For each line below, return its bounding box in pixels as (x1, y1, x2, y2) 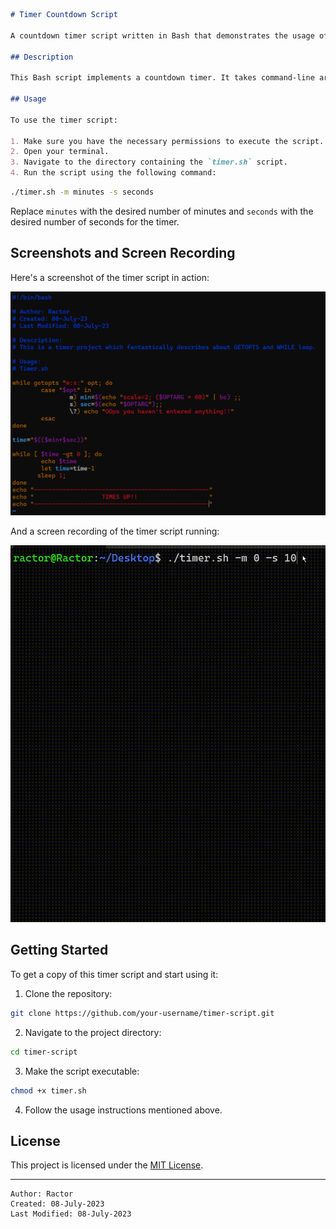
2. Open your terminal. (10, 147, 110, 157)
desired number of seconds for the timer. (10, 215, 180, 228)
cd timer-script (10, 1047, 78, 1057)
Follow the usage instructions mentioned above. (24, 1104, 223, 1116)
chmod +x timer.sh (10, 1085, 87, 1096)
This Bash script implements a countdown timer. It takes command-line (10, 73, 315, 83)
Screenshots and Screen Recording (10, 245, 236, 262)
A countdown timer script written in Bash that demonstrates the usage (10, 30, 315, 41)
